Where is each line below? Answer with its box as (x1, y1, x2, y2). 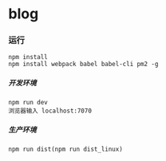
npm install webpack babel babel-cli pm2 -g (8, 61, 159, 69)
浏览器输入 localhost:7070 (8, 107, 92, 116)
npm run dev (8, 99, 48, 107)
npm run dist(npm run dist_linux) (8, 145, 124, 154)
